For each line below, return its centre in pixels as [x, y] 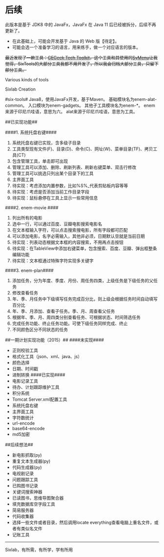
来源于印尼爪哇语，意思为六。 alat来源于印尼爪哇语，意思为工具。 [71, 111]
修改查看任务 [25, 292]
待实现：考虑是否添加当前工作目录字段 [51, 192]
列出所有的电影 [27, 218]
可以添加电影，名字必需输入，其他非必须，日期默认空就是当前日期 [78, 236]
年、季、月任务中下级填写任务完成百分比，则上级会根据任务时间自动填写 [85, 299]
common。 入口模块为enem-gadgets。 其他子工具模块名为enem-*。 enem [80, 105]
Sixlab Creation [20, 89]
